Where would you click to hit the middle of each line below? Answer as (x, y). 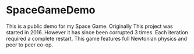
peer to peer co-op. (30, 45)
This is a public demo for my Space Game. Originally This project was (89, 26)
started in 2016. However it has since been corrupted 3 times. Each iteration (97, 32)
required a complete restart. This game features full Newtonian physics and (97, 38)
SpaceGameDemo (51, 10)
